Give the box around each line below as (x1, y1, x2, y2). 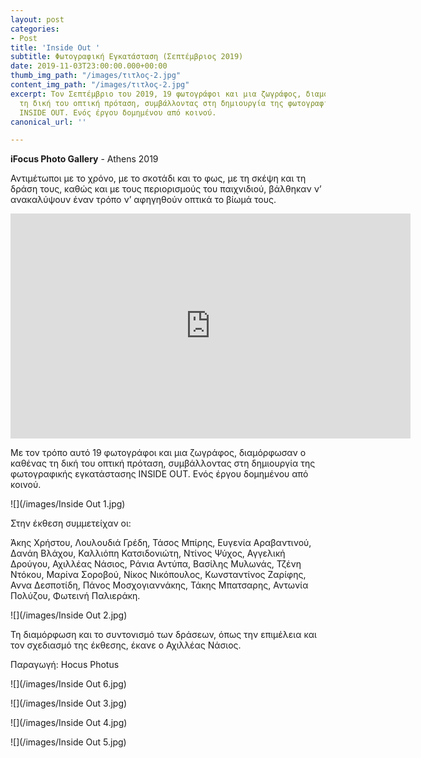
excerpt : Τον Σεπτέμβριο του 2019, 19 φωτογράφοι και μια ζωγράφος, (10, 89, 302, 99)
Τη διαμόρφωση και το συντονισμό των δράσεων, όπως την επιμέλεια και (10, 629, 317, 641)
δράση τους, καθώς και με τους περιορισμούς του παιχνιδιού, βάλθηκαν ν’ (10, 183, 322, 195)
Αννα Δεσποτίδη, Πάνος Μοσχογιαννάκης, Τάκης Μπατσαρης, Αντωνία (10, 579, 309, 591)
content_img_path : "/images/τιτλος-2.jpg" (10, 80, 190, 90)
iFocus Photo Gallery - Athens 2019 (10, 153, 159, 165)
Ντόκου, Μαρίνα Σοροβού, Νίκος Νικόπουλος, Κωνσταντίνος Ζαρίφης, (10, 569, 307, 581)
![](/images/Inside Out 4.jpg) (10, 717, 128, 729)
